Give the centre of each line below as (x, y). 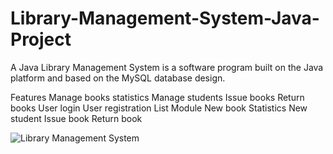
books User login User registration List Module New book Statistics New (159, 108)
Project (41, 39)
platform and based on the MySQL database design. (118, 78)
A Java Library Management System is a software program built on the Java (167, 67)
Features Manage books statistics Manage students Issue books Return (157, 97)
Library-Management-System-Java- (165, 18)
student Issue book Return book (76, 118)
